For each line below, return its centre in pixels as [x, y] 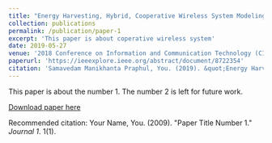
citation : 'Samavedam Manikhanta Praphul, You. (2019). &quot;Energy [128, 69]
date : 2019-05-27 [38, 46]
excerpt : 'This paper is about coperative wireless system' [112, 38]
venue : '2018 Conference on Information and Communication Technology [130, 53]
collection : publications [52, 23]
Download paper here [45, 107]
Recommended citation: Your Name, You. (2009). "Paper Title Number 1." [130, 123]
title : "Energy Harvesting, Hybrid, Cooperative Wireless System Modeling [137, 16]
